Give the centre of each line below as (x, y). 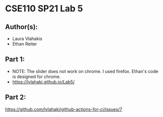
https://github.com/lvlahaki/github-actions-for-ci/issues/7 (64, 109)
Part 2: (16, 97)
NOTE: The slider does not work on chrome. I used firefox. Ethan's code (85, 71)
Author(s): (21, 27)
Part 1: (15, 59)
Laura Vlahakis (27, 39)
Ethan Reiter (25, 44)
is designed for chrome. (36, 77)
